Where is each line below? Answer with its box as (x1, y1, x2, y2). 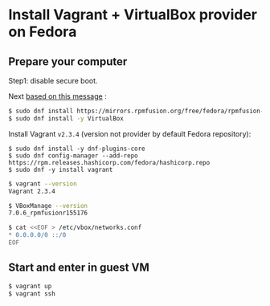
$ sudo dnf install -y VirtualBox (8, 114, 125, 122)
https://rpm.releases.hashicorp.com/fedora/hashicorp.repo (8, 158, 211, 166)
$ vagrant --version (8, 179, 78, 188)
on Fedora (8, 22, 77, 41)
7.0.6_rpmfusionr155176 (8, 209, 88, 218)
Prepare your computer (8, 55, 128, 68)
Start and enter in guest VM (8, 261, 150, 275)
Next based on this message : (8, 92, 107, 101)
